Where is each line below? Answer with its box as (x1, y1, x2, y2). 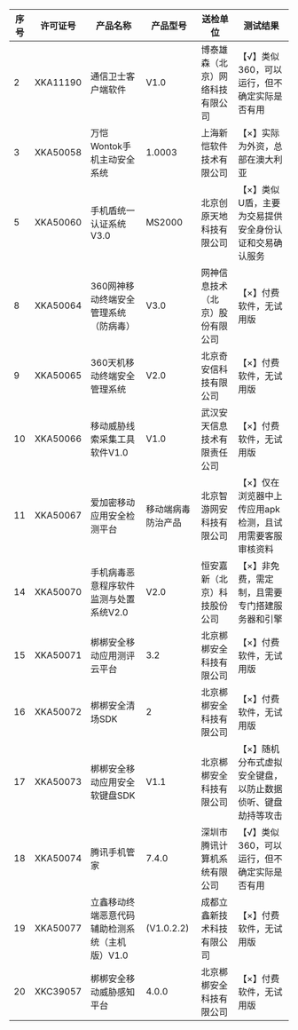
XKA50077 (34, 923, 82, 934)
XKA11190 (34, 76, 82, 88)
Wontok (90, 140, 122, 152)
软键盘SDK (90, 789, 136, 802)
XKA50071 (34, 649, 82, 661)
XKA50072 (34, 706, 82, 717)
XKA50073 (34, 776, 82, 788)
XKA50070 (34, 586, 82, 598)
